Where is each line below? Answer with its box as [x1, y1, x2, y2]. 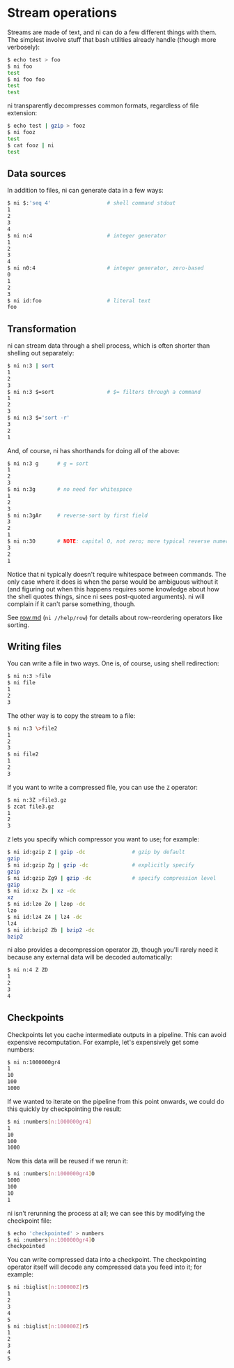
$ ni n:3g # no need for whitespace [7, 486, 132, 493]
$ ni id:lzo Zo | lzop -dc [7, 901, 86, 908]
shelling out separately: [7, 349, 75, 358]
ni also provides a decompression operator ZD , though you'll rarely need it [7, 946, 219, 954]
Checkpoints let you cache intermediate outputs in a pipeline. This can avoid [7, 1030, 226, 1038]
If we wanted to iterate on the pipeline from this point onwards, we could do [7, 1097, 225, 1105]
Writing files [7, 640, 62, 652]
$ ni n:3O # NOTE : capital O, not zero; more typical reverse [7, 538, 210, 545]
